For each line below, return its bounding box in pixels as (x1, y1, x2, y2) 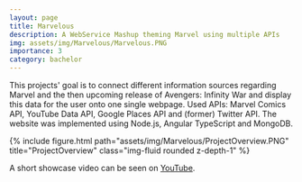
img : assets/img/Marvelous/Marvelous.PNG (9, 38, 168, 48)
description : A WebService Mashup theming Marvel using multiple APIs (9, 30, 280, 39)
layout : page (9, 13, 59, 23)
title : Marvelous (9, 22, 75, 31)
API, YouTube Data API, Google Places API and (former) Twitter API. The (9, 109, 278, 119)
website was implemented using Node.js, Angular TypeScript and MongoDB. (9, 118, 293, 129)
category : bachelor (9, 55, 83, 64)
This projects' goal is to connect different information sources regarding (9, 80, 277, 90)
